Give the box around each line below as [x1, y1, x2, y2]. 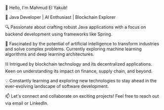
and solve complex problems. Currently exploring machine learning [5, 46, 142, 52]
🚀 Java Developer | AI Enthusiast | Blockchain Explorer [5, 14, 116, 20]
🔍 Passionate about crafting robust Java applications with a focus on [5, 24, 146, 30]
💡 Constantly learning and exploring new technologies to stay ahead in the [5, 78, 157, 83]
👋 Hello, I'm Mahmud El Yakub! [5, 5, 68, 10]
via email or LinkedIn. [5, 100, 48, 106]
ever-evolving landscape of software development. [5, 83, 109, 89]
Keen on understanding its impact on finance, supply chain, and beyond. [5, 68, 153, 74]
